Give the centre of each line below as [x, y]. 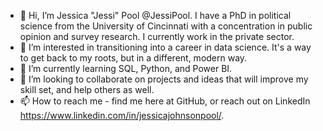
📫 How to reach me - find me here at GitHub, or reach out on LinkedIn [165, 101]
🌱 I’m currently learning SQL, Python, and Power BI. [126, 68]
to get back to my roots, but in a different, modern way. [133, 58]
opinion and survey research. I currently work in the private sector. [157, 36]
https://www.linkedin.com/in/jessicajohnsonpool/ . [122, 115]
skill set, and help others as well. [87, 89]
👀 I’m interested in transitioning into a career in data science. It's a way [165, 47]
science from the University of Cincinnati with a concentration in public [166, 26]
